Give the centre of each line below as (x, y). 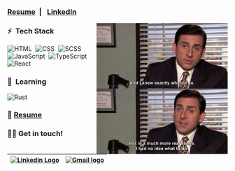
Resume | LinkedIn (42, 12)
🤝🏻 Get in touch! (35, 134)
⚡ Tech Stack (31, 31)
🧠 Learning (27, 82)
